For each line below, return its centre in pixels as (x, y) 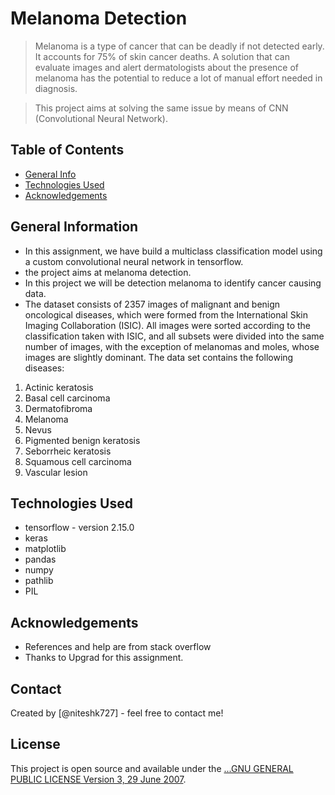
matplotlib (45, 549)
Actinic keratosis (59, 387)
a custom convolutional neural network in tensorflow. (134, 261)
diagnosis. (56, 88)
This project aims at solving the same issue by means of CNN (161, 108)
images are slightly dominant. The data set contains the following (159, 357)
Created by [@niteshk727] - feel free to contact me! (117, 713)
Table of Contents (67, 150)
